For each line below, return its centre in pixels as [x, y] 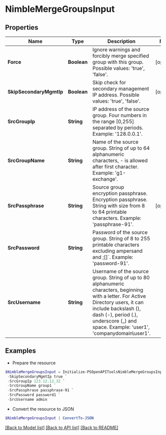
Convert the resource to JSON [43, 409]
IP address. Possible [116, 95]
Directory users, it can [118, 302]
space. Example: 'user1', [121, 327]
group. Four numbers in [120, 115]
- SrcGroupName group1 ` [32, 386]
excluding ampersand [117, 251]
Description [122, 41]
